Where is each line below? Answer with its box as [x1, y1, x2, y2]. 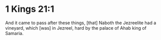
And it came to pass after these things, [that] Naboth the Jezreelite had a [5, 20, 156, 26]
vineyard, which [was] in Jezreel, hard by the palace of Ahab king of [5, 25, 147, 31]
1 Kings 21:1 [5, 3, 54, 15]
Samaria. [5, 30, 24, 36]
